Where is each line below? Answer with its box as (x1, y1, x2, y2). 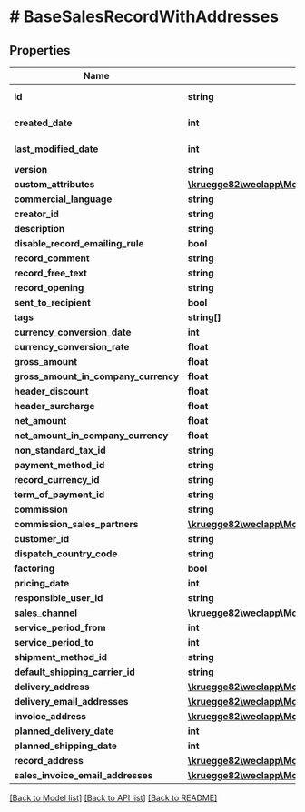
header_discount (14, 385, 89, 397)
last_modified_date (14, 143, 99, 155)
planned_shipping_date (14, 739, 118, 752)
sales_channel (14, 606, 78, 619)
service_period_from (14, 621, 106, 634)
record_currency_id (14, 474, 100, 486)
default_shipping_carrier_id (14, 666, 136, 678)
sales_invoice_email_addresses (14, 769, 153, 781)
